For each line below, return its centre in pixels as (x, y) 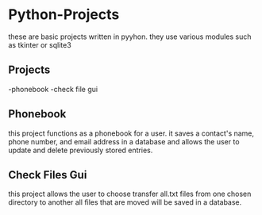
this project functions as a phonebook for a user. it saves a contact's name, (131, 133)
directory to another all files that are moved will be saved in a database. (125, 202)
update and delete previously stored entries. (81, 150)
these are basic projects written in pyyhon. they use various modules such (130, 36)
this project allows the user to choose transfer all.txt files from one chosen (130, 194)
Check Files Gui (48, 175)
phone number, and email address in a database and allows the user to (124, 141)
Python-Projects (64, 15)
